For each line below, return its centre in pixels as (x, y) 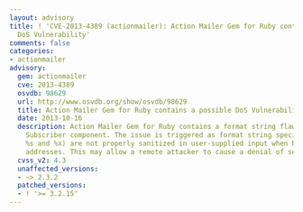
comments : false (40, 43)
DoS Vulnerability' (54, 34)
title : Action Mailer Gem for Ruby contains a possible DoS (133, 110)
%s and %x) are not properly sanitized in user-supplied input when (157, 143)
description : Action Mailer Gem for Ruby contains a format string (147, 127)
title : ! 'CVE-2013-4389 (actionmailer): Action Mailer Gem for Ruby (143, 26)
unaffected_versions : (58, 169)
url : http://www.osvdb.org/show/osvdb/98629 (102, 101)
